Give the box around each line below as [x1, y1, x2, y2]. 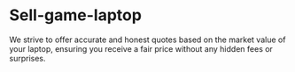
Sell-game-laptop [9, 5, 142, 25]
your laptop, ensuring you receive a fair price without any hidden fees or [9, 43, 273, 54]
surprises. [9, 53, 46, 63]
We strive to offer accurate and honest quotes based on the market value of [9, 34, 286, 45]
